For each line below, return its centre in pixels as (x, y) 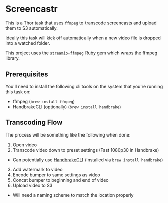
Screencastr (31, 9)
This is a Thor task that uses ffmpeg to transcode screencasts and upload (81, 23)
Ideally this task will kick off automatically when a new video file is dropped (83, 38)
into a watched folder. (28, 43)
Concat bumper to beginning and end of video (60, 180)
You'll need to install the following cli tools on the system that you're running (84, 86)
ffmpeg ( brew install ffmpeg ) (44, 101)
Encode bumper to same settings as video (56, 175)
